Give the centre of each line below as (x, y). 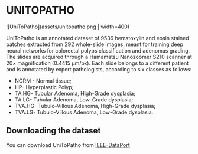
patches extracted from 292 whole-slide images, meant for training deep (95, 44)
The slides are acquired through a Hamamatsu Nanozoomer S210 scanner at (99, 57)
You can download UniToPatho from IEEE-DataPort (68, 145)
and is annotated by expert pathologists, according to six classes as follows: (99, 69)
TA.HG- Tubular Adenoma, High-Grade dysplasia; (75, 93)
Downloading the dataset (53, 131)
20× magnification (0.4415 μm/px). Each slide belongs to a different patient (98, 63)
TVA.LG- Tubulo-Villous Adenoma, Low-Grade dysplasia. (84, 112)
